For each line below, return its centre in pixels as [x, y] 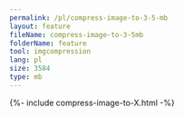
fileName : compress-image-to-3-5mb [77, 34]
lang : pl [26, 60]
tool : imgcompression [50, 52]
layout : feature [40, 26]
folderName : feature [48, 43]
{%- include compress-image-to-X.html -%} [92, 102]
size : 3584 [30, 69]
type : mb [26, 77]
